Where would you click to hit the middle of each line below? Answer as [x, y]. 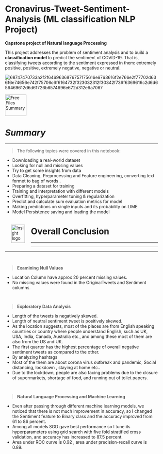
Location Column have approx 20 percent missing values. [70, 277]
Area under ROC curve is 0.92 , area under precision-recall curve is [79, 442]
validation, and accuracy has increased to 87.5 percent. [67, 437]
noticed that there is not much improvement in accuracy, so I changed [82, 411]
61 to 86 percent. [29, 421]
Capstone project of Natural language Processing [56, 43]
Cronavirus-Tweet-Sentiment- [67, 9]
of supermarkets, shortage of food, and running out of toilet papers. [80, 378]
